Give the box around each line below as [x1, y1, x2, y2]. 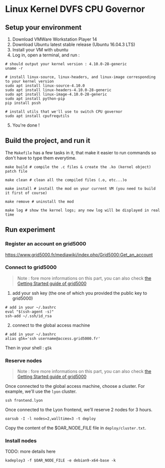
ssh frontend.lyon [5, 398, 43, 403]
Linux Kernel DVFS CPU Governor [5, 3, 145, 15]
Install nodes [5, 437, 37, 444]
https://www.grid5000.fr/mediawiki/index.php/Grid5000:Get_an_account [5, 251, 153, 258]
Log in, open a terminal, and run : [12, 52, 80, 58]
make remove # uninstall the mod [5, 199, 74, 204]
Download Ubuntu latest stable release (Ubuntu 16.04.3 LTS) [12, 42, 135, 47]
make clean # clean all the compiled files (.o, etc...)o [5, 177, 127, 183]
